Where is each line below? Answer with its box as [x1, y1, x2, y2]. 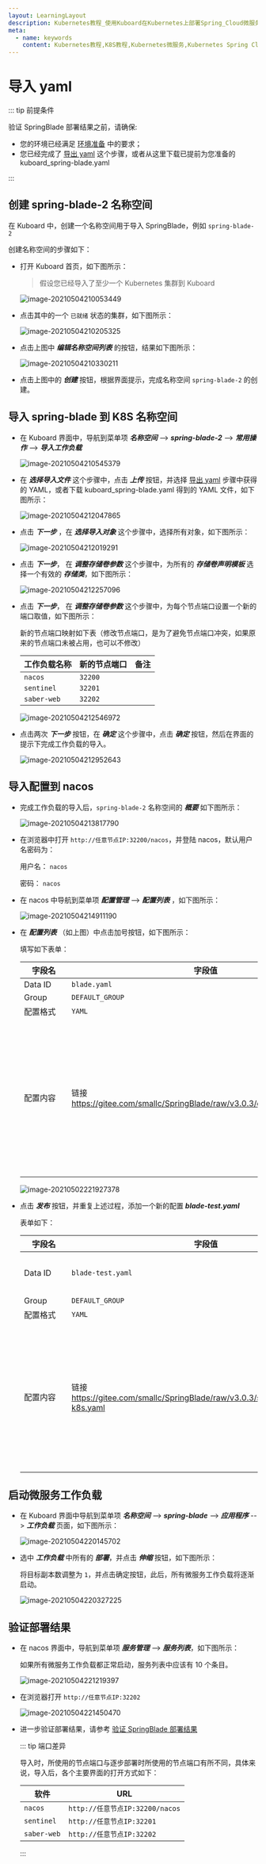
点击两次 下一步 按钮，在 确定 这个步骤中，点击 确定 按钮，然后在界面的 [19, 729, 254, 738]
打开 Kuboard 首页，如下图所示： [19, 261, 128, 270]
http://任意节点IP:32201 [68, 1817, 157, 1826]
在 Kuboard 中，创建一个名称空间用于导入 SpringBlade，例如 [8, 220, 207, 230]
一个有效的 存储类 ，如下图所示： [26, 568, 133, 579]
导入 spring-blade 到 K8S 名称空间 [8, 410, 178, 424]
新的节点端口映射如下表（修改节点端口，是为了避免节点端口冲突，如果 [19, 628, 249, 637]
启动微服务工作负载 [8, 1488, 102, 1502]
